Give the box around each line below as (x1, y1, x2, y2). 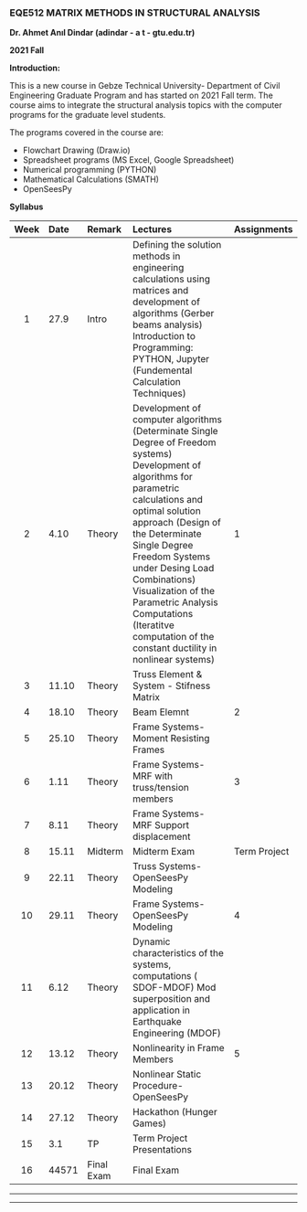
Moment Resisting (132, 732, 210, 745)
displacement (132, 830, 191, 843)
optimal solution (132, 505, 201, 517)
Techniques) (132, 387, 187, 399)
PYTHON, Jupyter (132, 353, 210, 366)
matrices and (132, 284, 189, 297)
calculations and (132, 494, 204, 506)
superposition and (132, 993, 211, 1005)
